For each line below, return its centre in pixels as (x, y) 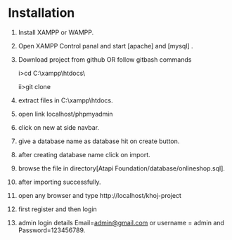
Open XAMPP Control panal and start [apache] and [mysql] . (105, 46)
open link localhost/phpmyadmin (65, 114)
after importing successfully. (59, 182)
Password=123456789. (52, 230)
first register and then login (57, 209)
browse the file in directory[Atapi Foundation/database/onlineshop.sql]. (122, 168)
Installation (41, 13)
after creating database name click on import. (84, 154)
